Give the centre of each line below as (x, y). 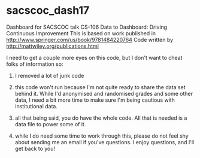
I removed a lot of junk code (49, 75)
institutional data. (36, 106)
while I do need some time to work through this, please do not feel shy (101, 136)
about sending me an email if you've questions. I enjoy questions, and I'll (104, 142)
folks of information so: (35, 64)
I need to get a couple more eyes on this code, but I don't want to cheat (94, 57)
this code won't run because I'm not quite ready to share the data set (100, 87)
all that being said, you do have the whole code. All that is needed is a (101, 118)
